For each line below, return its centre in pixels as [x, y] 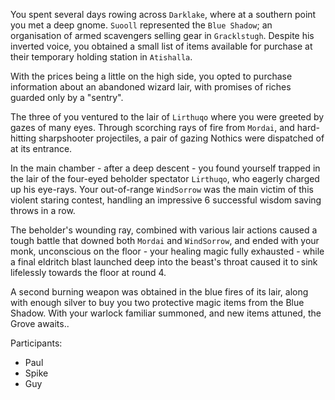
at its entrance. [41, 148]
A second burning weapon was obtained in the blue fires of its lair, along [159, 292]
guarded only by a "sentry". [67, 97]
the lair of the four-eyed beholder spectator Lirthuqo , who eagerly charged [165, 178]
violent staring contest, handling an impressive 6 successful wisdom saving [166, 200]
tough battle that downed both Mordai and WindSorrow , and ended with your [165, 240]
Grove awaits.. [40, 323]
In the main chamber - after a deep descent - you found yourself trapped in [165, 168]
